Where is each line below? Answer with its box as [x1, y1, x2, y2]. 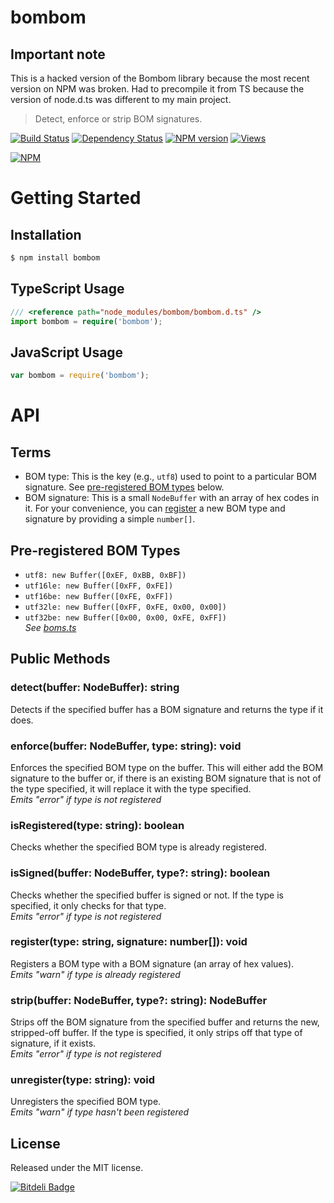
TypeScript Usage [10, 281, 125, 298]
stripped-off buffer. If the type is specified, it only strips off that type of [10, 1027, 303, 1039]
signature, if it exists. [10, 1037, 97, 1050]
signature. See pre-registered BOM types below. [24, 481, 225, 493]
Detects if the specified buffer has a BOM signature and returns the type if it [10, 703, 324, 715]
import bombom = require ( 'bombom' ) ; [10, 316, 163, 326]
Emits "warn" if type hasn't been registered [10, 1106, 190, 1118]
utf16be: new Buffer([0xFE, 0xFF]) [24, 591, 174, 601]
